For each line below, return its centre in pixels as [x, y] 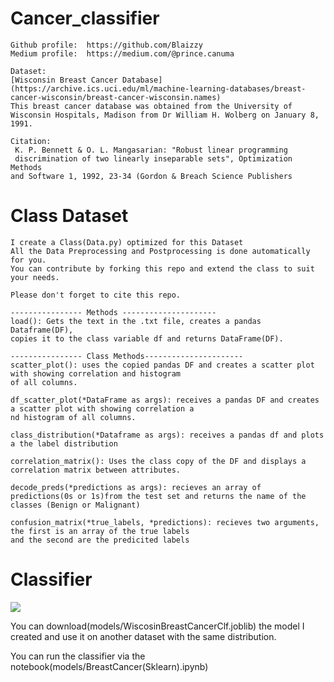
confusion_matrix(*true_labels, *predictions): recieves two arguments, [165, 522]
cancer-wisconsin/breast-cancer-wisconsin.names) [116, 97]
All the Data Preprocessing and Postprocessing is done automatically [160, 251]
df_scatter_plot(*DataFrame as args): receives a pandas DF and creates [165, 400]
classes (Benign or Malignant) [75, 505]
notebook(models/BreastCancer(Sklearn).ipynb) [109, 666]
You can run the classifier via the [78, 656]
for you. [28, 260]
